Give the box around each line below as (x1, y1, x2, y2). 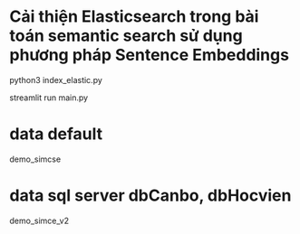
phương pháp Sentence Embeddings (9, 45, 290, 65)
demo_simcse (9, 154, 62, 164)
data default (9, 124, 103, 145)
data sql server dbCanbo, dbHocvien (9, 185, 292, 206)
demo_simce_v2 (9, 215, 70, 226)
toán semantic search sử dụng (9, 25, 243, 46)
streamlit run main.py (9, 92, 89, 103)
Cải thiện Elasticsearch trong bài (9, 6, 259, 27)
